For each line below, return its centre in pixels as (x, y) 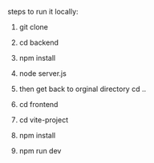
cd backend (39, 42)
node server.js (43, 74)
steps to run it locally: (43, 12)
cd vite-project (44, 120)
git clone (34, 27)
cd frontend (38, 104)
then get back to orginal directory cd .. (82, 89)
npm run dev (40, 151)
